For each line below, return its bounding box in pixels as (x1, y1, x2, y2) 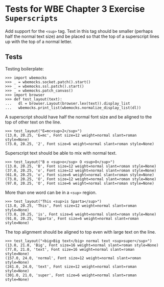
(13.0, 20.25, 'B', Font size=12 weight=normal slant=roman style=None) (5, 164, 157, 168)
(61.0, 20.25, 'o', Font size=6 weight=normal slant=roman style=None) (5, 172, 154, 177)
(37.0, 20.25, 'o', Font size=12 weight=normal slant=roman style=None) (5, 168, 157, 173)
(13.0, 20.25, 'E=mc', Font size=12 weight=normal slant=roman (5, 133, 137, 138)
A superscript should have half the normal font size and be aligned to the (5, 114, 152, 120)
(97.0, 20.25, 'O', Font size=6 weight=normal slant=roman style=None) (5, 181, 154, 186)
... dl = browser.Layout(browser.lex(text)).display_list (5, 101, 131, 106)
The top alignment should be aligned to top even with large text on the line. (5, 229, 156, 235)
